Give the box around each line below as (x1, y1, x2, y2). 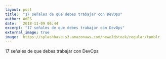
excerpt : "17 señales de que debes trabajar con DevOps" (5, 26, 125, 30)
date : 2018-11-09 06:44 (5, 21, 58, 26)
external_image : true (5, 30, 50, 35)
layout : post (5, 7, 32, 12)
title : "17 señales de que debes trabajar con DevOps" (5, 12, 123, 17)
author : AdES (5, 16, 32, 21)
